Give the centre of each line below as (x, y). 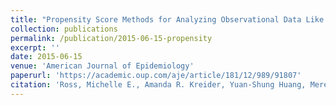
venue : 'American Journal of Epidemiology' (102, 66)
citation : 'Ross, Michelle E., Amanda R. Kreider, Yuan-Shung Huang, (158, 85)
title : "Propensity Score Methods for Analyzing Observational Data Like (167, 19)
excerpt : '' (35, 47)
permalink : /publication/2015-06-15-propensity (111, 38)
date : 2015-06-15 (46, 57)
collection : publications (64, 29)
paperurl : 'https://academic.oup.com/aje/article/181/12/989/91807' (156, 76)
